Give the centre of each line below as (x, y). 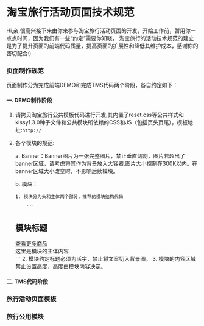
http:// (32, 131)
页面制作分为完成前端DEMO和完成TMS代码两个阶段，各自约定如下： (92, 85)
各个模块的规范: (35, 143)
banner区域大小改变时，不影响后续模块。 (67, 171)
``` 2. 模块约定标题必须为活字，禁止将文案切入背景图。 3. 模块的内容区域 (106, 259)
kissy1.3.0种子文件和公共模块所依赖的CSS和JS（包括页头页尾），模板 (101, 122)
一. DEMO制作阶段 (30, 100)
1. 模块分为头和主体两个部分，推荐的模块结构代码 (69, 197)
